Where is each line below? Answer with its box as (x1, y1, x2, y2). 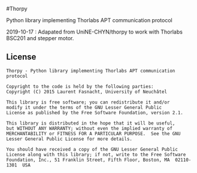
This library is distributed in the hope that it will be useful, (6, 120, 175, 126)
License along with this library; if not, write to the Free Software (6, 151, 186, 157)
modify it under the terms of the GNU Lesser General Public (6, 104, 162, 110)
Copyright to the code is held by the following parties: (6, 83, 154, 89)
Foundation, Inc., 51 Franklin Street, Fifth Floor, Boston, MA (6, 157, 170, 163)
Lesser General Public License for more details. (6, 136, 133, 142)
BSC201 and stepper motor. (6, 35, 74, 41)
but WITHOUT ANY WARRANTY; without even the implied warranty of (6, 125, 172, 131)
